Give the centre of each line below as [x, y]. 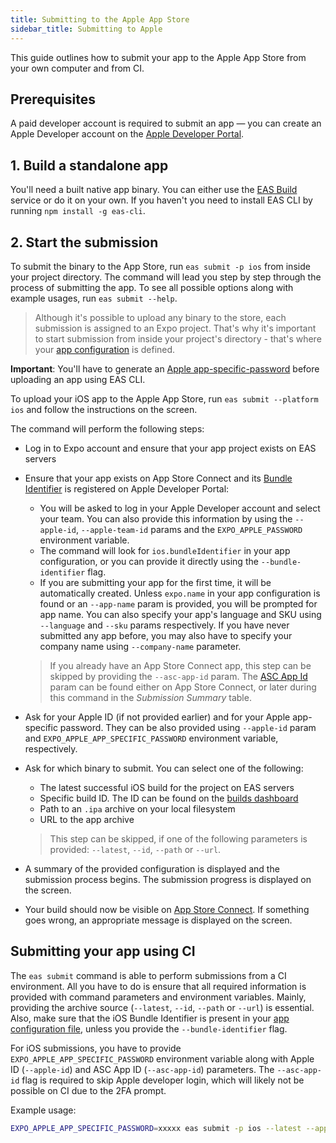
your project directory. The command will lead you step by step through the [166, 277]
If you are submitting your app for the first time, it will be [155, 582]
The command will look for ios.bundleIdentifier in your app [165, 550]
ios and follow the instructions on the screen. [104, 409]
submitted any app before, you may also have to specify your [166, 635]
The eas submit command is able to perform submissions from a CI [148, 975]
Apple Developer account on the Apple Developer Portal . [127, 134]
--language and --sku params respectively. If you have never [164, 625]
